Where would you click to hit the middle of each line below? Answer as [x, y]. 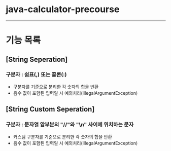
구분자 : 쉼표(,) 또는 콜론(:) [37, 74]
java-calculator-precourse [63, 9]
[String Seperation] [37, 59]
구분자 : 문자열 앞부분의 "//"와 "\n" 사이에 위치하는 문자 [70, 125]
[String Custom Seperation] [50, 109]
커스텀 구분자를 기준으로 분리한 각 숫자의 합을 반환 [62, 137]
